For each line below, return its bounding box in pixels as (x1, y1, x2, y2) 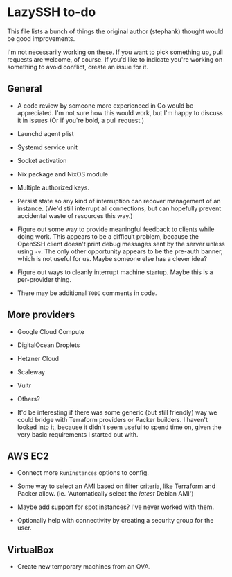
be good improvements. (7, 34, 75, 42)
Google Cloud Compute (17, 327, 85, 335)
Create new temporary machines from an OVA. (17, 562, 151, 571)
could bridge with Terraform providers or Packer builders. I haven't (17, 415, 208, 424)
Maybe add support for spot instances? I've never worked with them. (17, 503, 215, 511)
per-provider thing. (17, 275, 71, 283)
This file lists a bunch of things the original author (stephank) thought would (7, 27, 224, 35)
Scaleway (17, 367, 46, 376)
